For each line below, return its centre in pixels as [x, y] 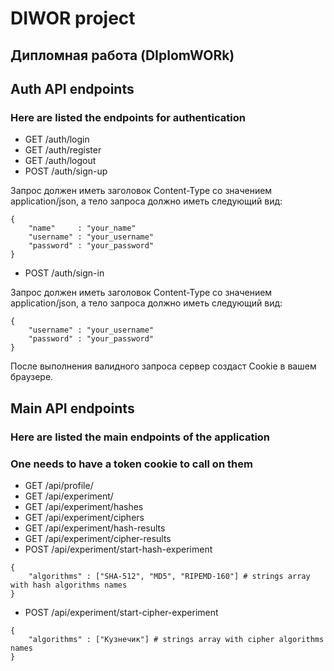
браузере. [32, 377]
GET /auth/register [63, 150]
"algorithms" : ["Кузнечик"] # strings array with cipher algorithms [176, 639]
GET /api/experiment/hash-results [95, 528]
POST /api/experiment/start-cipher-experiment [121, 612]
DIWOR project [73, 18]
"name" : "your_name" [82, 228]
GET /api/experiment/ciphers [84, 517]
